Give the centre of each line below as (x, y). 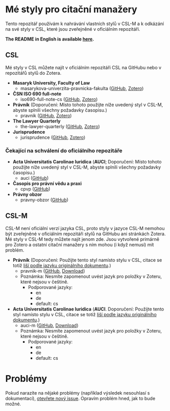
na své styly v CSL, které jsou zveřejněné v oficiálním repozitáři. (73, 29)
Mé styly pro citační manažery (71, 9)
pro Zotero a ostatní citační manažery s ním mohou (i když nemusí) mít (80, 244)
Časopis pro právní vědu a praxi (47, 183)
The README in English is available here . (50, 39)
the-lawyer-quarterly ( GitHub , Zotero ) (60, 126)
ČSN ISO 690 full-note (37, 94)
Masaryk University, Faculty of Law (51, 83)
